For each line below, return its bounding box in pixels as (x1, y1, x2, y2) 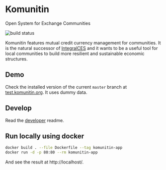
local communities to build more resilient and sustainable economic (5, 50, 145, 56)
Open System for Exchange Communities (5, 20, 91, 26)
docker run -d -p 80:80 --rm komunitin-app (5, 150, 98, 155)
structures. (5, 55, 28, 62)
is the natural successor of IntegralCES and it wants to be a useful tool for (5, 45, 158, 51)
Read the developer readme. (5, 117, 64, 123)
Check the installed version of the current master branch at (5, 84, 127, 90)
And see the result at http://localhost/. (5, 159, 84, 165)
